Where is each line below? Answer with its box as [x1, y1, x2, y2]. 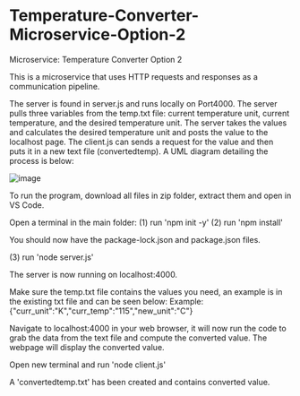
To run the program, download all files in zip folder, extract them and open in [9, 190, 292, 201]
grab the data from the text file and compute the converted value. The [9, 332, 268, 343]
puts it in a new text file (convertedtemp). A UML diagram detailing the [9, 145, 269, 157]
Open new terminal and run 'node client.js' [9, 359, 167, 370]
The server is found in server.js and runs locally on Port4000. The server [9, 98, 278, 108]
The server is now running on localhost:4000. [9, 269, 177, 280]
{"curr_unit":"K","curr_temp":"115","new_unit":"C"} [9, 306, 193, 316]
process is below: [9, 155, 74, 166]
